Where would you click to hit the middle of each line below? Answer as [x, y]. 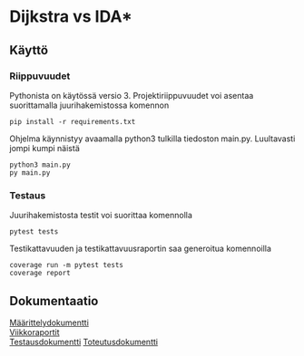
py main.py [30, 173]
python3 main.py [40, 165]
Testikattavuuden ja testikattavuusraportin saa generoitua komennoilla [141, 249]
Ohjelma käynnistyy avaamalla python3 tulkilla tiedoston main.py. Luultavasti [152, 139]
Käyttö [29, 50]
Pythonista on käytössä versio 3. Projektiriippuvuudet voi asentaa [132, 95]
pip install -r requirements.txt [73, 121]
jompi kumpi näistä [44, 148]
